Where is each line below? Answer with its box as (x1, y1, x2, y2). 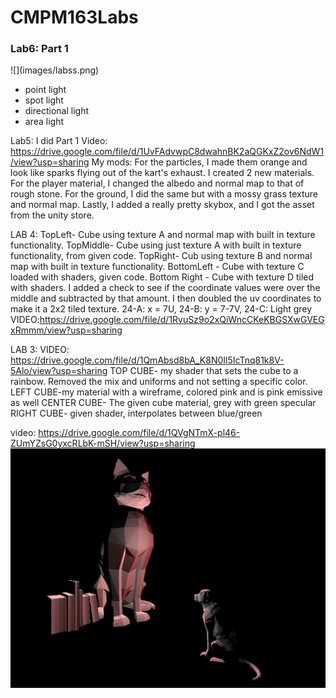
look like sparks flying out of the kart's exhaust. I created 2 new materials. (10, 167, 315, 179)
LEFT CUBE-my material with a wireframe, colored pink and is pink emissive (10, 386, 323, 398)
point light (24, 84, 67, 96)
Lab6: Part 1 (10, 42, 69, 56)
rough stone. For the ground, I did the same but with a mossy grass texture (10, 188, 319, 200)
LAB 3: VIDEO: (10, 344, 70, 356)
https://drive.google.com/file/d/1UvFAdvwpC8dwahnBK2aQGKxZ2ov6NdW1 (10, 146, 325, 158)
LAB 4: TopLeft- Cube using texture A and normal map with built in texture (10, 229, 316, 241)
